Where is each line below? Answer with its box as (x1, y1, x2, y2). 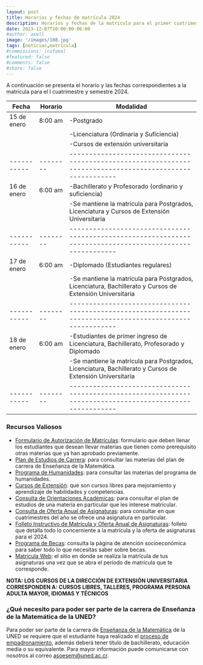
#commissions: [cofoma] (6, 48, 66, 54)
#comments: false (6, 59, 50, 65)
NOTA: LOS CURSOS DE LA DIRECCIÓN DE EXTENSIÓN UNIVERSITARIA (6, 577, 188, 584)
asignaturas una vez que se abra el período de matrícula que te (14, 559, 173, 566)
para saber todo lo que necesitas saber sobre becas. (14, 546, 147, 553)
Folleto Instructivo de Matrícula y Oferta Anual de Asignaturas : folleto (14, 520, 187, 527)
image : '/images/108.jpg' (6, 37, 71, 43)
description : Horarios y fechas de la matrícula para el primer (6, 20, 172, 26)
